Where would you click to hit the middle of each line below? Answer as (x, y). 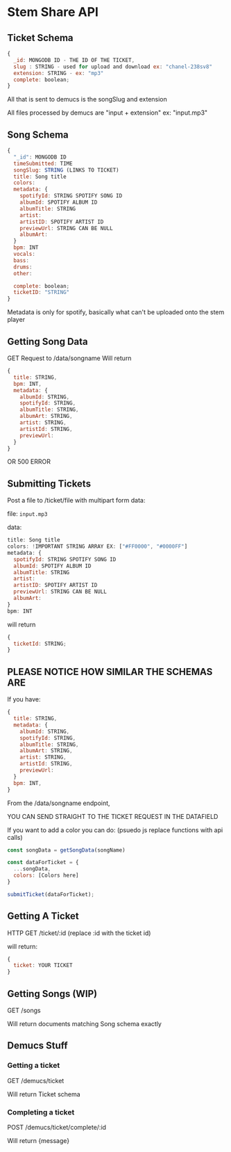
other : (23, 273)
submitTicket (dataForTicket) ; (51, 894)
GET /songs (24, 1010)
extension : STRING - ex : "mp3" (59, 73)
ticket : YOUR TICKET (43, 966)
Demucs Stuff (37, 1046)
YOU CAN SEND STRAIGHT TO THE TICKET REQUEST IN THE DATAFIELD (113, 816)
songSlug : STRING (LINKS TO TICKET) (66, 170)
